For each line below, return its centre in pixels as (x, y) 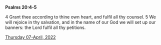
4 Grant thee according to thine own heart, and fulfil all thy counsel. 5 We (80, 17)
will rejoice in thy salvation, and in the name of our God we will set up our (80, 22)
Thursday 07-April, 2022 (30, 37)
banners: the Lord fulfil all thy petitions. (45, 27)
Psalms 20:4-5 (21, 7)
